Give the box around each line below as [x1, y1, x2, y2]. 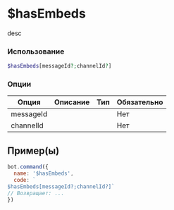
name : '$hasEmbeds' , [13, 170, 74, 178]
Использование [7, 47, 65, 56]
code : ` [13, 176, 37, 183]
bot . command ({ [7, 163, 49, 171]
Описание [54, 97, 90, 107]
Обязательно [116, 97, 163, 107]
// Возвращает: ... [7, 190, 65, 197]
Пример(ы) [7, 144, 60, 156]
